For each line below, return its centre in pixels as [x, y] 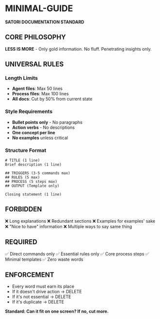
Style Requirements [29, 111]
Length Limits [21, 78]
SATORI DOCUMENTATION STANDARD [45, 22]
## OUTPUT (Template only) [32, 186]
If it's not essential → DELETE [41, 297]
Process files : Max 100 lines [40, 94]
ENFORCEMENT [30, 275]
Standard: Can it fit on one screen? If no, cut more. [57, 311]
